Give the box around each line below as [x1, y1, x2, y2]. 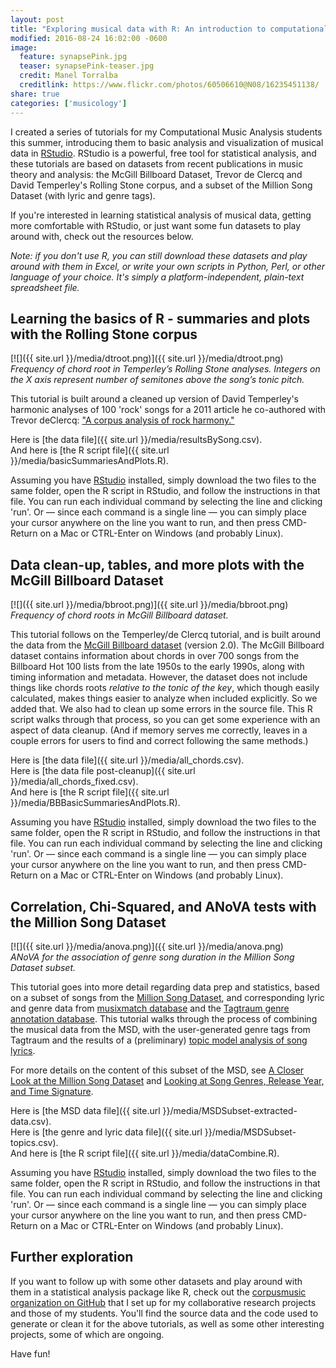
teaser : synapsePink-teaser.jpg [19, 61, 155, 71]
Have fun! [10, 1347, 51, 1360]
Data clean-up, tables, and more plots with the [10, 556, 305, 573]
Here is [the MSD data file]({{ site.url [10, 1104, 161, 1116]
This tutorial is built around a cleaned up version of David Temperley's [10, 393, 300, 405]
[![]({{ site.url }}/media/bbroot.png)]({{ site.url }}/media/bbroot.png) [10, 599, 289, 611]
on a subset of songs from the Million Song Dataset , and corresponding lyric [10, 991, 325, 1003]
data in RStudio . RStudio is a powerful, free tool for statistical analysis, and [10, 147, 317, 159]
